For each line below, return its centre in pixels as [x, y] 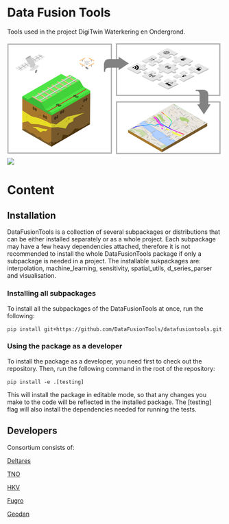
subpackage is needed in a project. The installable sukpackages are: [104, 261]
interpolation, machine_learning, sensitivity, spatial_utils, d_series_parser [110, 268]
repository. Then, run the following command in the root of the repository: [111, 368]
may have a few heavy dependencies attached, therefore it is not [99, 247]
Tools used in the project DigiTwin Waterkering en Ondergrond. [96, 32]
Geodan [18, 514]
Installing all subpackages [51, 294]
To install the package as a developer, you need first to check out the [105, 361]
